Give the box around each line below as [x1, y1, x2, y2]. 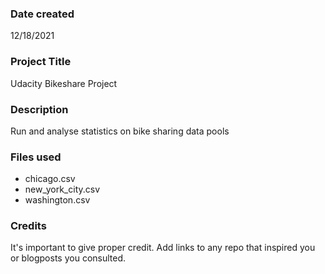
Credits [10, 219, 47, 233]
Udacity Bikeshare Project [10, 77, 118, 89]
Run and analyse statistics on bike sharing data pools [10, 125, 230, 137]
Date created [10, 7, 75, 21]
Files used [10, 150, 62, 164]
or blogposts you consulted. [10, 252, 127, 264]
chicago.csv [24, 173, 76, 185]
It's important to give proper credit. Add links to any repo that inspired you [10, 242, 316, 254]
